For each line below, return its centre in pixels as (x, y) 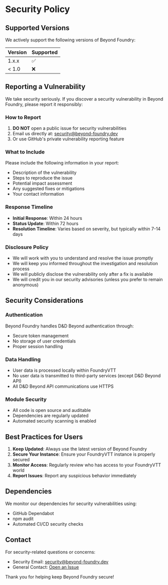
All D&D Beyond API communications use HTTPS (63, 386)
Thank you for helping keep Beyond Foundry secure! (60, 576)
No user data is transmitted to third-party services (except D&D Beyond (87, 375)
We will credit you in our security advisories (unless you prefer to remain (88, 279)
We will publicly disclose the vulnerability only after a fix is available (83, 274)
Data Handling (23, 359)
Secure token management (40, 336)
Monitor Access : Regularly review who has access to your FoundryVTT (87, 465)
